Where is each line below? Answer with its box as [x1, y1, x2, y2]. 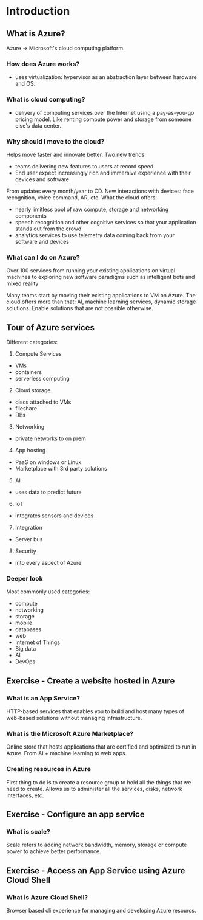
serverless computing [15, 375, 70, 382]
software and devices [15, 238, 70, 245]
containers [15, 368, 42, 375]
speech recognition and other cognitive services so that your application [15, 218, 196, 226]
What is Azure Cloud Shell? [6, 893, 88, 901]
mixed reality [6, 280, 39, 287]
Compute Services [15, 350, 62, 357]
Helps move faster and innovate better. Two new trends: [6, 151, 147, 158]
